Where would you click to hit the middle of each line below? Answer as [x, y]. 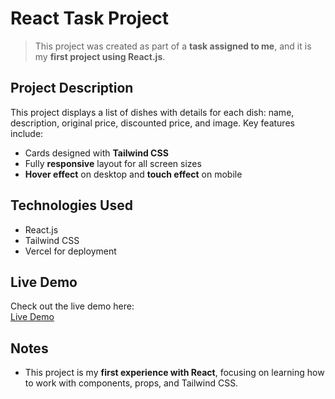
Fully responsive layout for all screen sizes [113, 163]
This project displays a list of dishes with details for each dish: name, [152, 112]
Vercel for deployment [70, 251]
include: [27, 133]
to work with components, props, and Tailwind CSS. [131, 383]
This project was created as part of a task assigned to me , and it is [173, 46]
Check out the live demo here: [72, 306]
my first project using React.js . [100, 56]
